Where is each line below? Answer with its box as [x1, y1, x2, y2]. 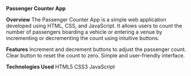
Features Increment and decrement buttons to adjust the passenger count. [6, 46, 186, 53]
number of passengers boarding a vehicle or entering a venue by [6, 28, 162, 35]
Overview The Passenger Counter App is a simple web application [6, 16, 166, 23]
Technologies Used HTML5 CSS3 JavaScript [6, 63, 115, 70]
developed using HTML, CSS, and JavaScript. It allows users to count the [6, 23, 182, 29]
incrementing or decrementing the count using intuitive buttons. [6, 35, 159, 41]
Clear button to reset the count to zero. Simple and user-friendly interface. [6, 52, 185, 59]
